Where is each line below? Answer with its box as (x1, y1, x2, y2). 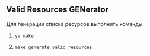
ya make (14, 32, 34, 39)
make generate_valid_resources (14, 44, 92, 50)
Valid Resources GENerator (6, 5, 109, 15)
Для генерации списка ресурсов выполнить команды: (6, 20, 144, 27)
